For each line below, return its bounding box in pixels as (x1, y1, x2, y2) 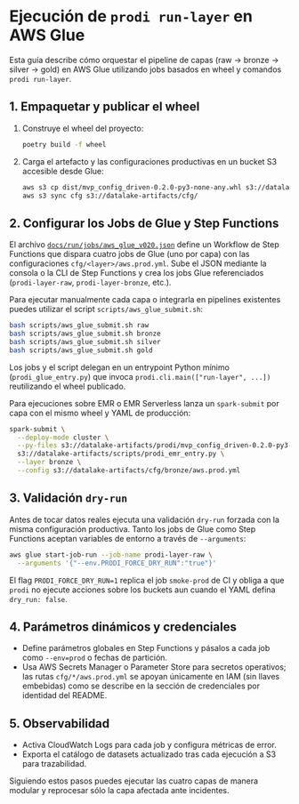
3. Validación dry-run (9, 491, 128, 506)
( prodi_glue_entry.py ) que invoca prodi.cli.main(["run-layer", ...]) (9, 371, 271, 382)
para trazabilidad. (21, 759, 87, 769)
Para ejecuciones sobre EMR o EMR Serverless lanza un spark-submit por (9, 398, 280, 408)
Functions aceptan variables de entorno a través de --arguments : (9, 533, 246, 543)
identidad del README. (21, 690, 108, 701)
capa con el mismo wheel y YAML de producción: (9, 407, 191, 418)
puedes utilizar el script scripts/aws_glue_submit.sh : (9, 304, 203, 315)
